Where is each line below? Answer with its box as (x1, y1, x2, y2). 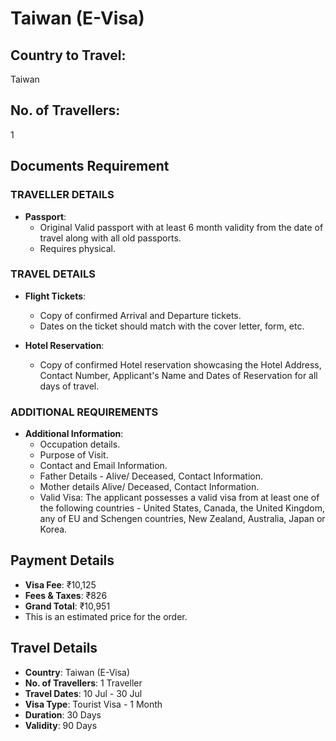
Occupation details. (39, 438, 121, 451)
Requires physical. (39, 242, 117, 254)
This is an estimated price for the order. (24, 610, 188, 622)
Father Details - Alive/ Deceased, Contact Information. (39, 470, 263, 482)
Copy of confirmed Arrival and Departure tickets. (39, 309, 242, 321)
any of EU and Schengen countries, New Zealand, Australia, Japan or (39, 513, 326, 525)
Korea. (39, 523, 68, 536)
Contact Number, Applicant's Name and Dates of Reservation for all (39, 369, 318, 381)
